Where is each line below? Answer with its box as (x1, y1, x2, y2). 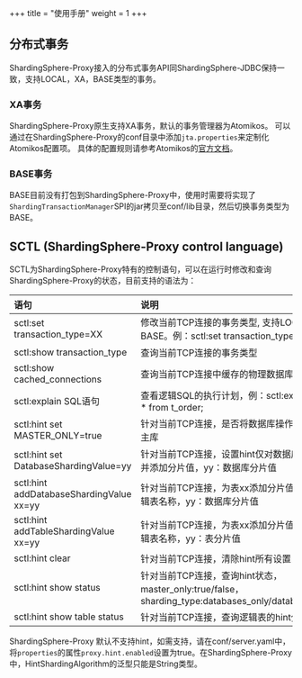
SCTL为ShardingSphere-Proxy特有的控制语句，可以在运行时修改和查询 (9, 264, 272, 275)
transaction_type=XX (13, 328, 103, 340)
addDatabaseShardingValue (13, 488, 132, 501)
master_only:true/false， (140, 583, 244, 596)
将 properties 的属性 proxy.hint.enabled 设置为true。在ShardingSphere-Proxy (9, 647, 292, 658)
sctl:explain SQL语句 (13, 395, 101, 408)
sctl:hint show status (13, 582, 101, 594)
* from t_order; (140, 402, 204, 414)
